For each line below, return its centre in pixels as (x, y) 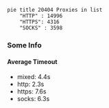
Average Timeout (32, 61)
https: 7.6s (32, 91)
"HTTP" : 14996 (41, 16)
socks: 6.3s (33, 99)
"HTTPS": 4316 (39, 22)
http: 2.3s (31, 84)
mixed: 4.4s (34, 77)
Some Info (25, 45)
